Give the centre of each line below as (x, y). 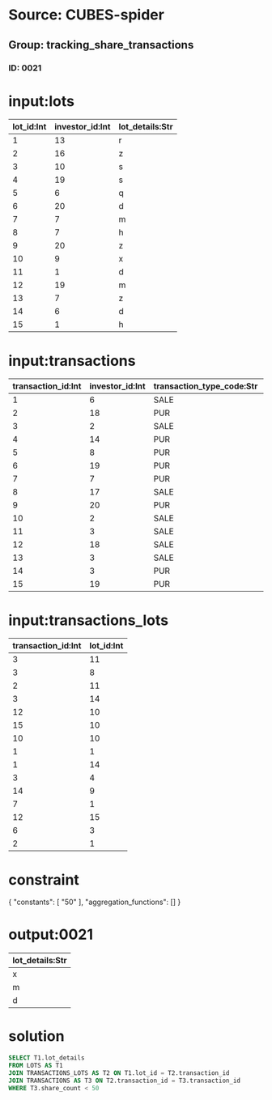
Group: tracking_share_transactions (101, 45)
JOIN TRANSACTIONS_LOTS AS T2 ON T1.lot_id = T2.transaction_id (119, 1073)
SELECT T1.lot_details (47, 1058)
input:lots (42, 101)
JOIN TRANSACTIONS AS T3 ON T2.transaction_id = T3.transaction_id (125, 1081)
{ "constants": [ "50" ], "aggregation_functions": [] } (95, 902)
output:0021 (51, 934)
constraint (44, 879)
